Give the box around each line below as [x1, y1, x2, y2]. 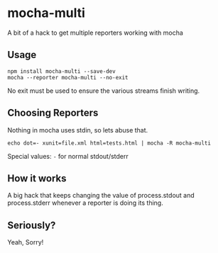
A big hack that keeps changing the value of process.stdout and [7, 191, 195, 200]
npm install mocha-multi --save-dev [7, 67, 116, 75]
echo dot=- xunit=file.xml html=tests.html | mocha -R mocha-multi [7, 140, 212, 147]
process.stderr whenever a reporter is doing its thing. [7, 198, 163, 207]
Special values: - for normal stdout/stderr [7, 152, 129, 160]
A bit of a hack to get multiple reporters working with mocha [7, 28, 183, 37]
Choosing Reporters [7, 107, 99, 119]
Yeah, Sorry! [7, 238, 44, 247]
